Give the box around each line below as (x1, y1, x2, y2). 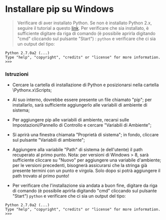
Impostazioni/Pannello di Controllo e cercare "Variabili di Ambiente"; (12, 122, 152, 128)
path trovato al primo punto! (12, 173, 69, 179)
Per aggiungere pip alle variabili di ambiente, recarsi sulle (12, 117, 129, 123)
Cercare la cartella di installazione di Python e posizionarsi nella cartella (12, 82, 159, 88)
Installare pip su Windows (5, 3, 114, 15)
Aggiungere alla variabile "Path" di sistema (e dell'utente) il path (12, 147, 143, 153)
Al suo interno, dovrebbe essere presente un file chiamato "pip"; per (12, 97, 152, 103)
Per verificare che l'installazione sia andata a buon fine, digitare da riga (12, 182, 158, 189)
